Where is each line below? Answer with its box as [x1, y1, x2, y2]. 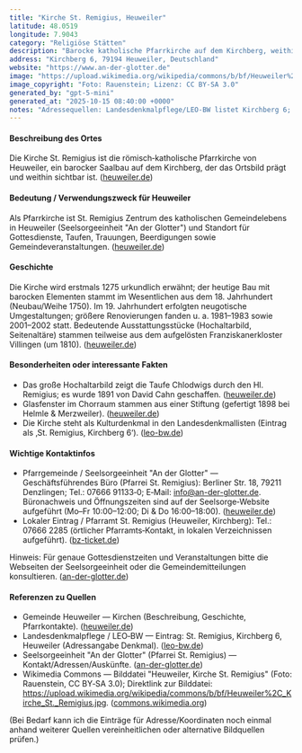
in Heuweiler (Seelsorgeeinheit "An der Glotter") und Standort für [9, 222, 250, 233]
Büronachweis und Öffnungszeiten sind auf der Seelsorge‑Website [22, 496, 270, 508]
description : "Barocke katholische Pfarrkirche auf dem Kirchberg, [9, 47, 268, 56]
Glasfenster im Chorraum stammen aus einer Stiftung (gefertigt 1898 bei [22, 399, 290, 410]
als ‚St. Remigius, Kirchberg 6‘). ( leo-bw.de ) [22, 428, 184, 439]
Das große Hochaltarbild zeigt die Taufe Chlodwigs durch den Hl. [22, 379, 263, 391]
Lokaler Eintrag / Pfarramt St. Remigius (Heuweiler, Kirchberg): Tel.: [22, 516, 272, 527]
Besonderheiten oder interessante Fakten [9, 359, 168, 370]
